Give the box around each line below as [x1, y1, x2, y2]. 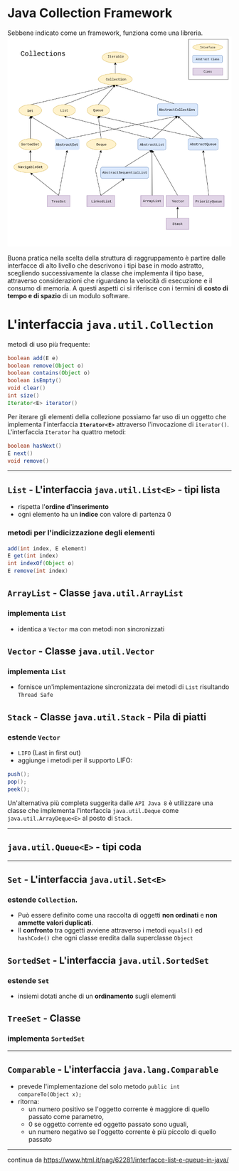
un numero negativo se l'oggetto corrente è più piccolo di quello [28, 1128, 217, 1136]
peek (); [7, 785, 31, 793]
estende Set [7, 975, 50, 985]
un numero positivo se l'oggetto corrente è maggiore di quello [28, 1105, 210, 1113]
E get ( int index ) [7, 552, 59, 560]
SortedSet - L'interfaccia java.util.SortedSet [7, 954, 210, 966]
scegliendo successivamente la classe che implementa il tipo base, [7, 268, 204, 277]
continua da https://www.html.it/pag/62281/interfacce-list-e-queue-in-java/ [7, 1155, 229, 1165]
